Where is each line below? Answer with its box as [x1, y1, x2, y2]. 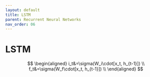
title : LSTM [5, 12, 31, 17]
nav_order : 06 [5, 21, 36, 27]
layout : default [5, 7, 40, 13]
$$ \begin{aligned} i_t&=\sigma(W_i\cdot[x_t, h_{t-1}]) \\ [27, 61, 145, 67]
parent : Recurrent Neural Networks [5, 17, 81, 22]
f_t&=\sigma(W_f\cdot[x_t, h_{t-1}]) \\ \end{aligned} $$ [29, 66, 143, 72]
